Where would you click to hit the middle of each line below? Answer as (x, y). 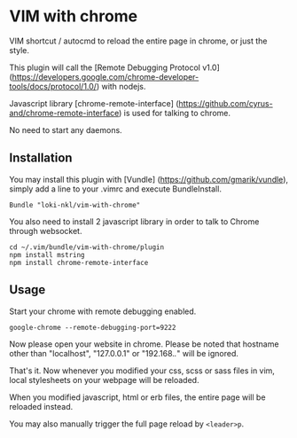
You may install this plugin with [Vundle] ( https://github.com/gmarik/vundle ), (149, 179)
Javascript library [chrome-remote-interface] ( (94, 103)
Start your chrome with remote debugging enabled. (103, 311)
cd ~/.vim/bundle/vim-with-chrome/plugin (87, 247)
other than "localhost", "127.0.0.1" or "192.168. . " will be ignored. (124, 353)
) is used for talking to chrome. (175, 113)
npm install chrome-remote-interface (79, 262)
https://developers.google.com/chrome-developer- (106, 76)
